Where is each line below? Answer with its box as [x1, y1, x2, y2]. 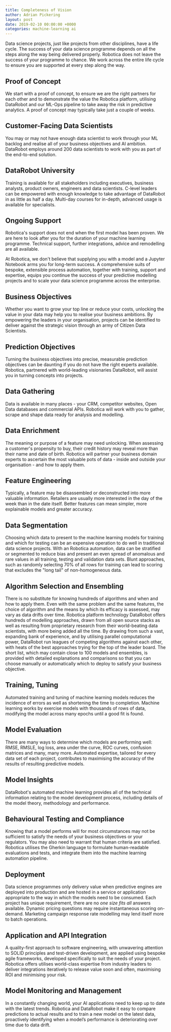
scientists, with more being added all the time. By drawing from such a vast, [5, 628, 164, 634]
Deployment [5, 870, 45, 879]
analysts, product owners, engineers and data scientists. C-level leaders [5, 185, 157, 191]
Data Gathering [5, 387, 55, 396]
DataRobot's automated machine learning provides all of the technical [5, 789, 152, 795]
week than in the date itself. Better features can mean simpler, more [5, 501, 148, 507]
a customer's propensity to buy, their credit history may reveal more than [5, 445, 158, 451]
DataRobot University [5, 166, 75, 175]
